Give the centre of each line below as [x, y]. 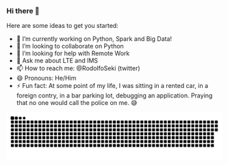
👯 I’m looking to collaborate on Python [70, 46]
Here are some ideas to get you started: [63, 26]
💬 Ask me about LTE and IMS [57, 61]
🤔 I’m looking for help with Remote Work [73, 53]
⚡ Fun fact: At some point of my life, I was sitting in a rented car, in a [112, 86]
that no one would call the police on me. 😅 [77, 103]
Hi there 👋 [23, 11]
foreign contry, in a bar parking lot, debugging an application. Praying [114, 95]
